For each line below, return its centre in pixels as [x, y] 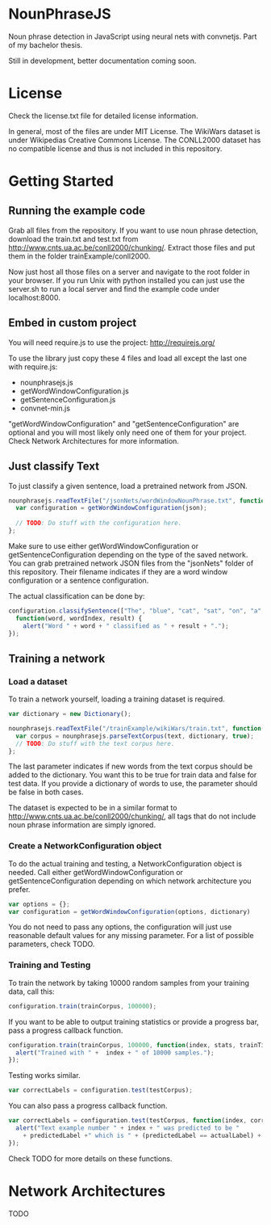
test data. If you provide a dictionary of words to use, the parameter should [133, 784]
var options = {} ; [39, 904]
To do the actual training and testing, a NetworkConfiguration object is [125, 863]
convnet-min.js [45, 408]
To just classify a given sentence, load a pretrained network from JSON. [128, 486]
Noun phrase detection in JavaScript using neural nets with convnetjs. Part [133, 36]
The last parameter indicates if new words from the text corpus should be [131, 766]
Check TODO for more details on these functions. [90, 1158]
